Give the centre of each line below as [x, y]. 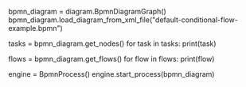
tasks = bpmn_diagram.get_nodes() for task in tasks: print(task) [112, 43]
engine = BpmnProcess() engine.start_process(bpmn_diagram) [111, 74]
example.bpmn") [36, 28]
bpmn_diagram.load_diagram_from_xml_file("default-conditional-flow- [123, 20]
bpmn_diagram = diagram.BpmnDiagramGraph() [88, 11]
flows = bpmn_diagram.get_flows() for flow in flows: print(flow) [111, 59]
